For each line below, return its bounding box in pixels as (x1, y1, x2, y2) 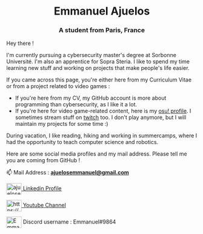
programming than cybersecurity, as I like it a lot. (15, 101, 138, 108)
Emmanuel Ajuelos (53, 4, 150, 18)
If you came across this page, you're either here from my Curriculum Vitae (6, 76, 192, 83)
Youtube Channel (22, 202, 67, 209)
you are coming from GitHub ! (6, 157, 81, 164)
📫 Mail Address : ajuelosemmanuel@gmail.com (6, 169, 129, 176)
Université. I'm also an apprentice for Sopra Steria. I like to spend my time (6, 58, 190, 65)
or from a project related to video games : (6, 83, 110, 90)
